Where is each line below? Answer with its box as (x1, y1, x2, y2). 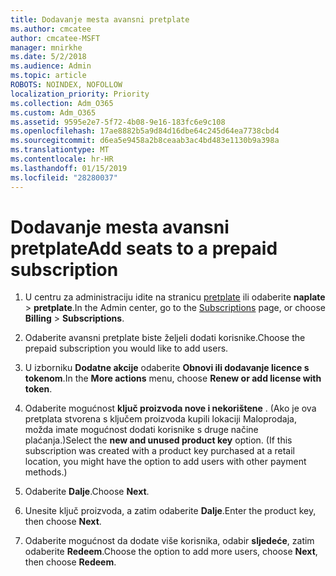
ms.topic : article (10, 71, 87, 81)
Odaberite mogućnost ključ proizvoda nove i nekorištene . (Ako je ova (24, 402, 317, 415)
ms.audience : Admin (10, 61, 92, 71)
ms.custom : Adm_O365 (10, 107, 97, 118)
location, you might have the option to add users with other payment (24, 456, 307, 468)
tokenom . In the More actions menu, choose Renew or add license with (24, 372, 322, 385)
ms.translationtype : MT (10, 145, 110, 155)
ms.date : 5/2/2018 (10, 52, 87, 62)
